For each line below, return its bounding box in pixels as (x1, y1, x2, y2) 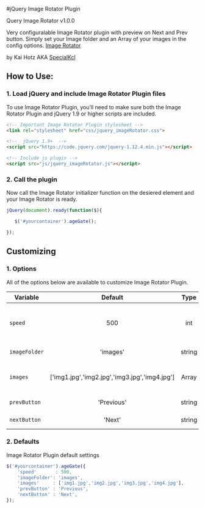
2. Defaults (6, 438, 40, 446)
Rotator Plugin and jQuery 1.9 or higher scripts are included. (6, 110, 157, 117)
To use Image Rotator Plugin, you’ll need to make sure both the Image (6, 103, 181, 110)
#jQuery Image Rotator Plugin (6, 5, 81, 12)
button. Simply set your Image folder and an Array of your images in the (6, 35, 187, 42)
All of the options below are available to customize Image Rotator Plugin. (6, 278, 189, 286)
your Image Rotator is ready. (6, 195, 77, 203)
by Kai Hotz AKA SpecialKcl (6, 54, 76, 60)
